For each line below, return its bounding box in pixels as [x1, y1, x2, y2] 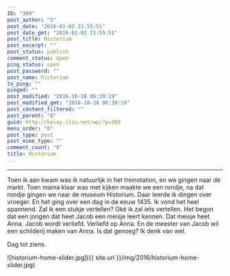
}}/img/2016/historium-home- [116, 253, 200, 262]
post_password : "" [7, 67, 60, 74]
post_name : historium [7, 73, 69, 81]
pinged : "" [7, 87, 38, 93]
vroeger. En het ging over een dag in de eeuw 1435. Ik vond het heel [7, 197, 200, 206]
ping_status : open [7, 61, 60, 68]
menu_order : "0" [7, 125, 53, 132]
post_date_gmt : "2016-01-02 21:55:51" [7, 29, 118, 36]
